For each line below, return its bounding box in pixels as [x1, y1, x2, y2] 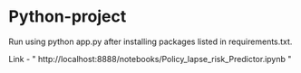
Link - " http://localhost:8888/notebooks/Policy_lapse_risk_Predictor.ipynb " [8, 53, 292, 64]
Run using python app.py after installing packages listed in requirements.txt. [8, 36, 293, 47]
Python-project [8, 6, 127, 27]
